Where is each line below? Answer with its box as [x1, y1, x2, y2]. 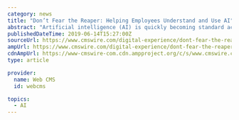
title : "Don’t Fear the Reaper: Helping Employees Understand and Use [7, 17, 221, 24]
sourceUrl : [7, 37, 40, 44]
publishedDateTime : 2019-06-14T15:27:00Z [7, 30, 132, 38]
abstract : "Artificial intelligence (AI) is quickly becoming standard [7, 23, 224, 31]
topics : [7, 95, 31, 103]
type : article [7, 57, 50, 64]
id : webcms [14, 82, 46, 89]
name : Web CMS [14, 76, 55, 83]
